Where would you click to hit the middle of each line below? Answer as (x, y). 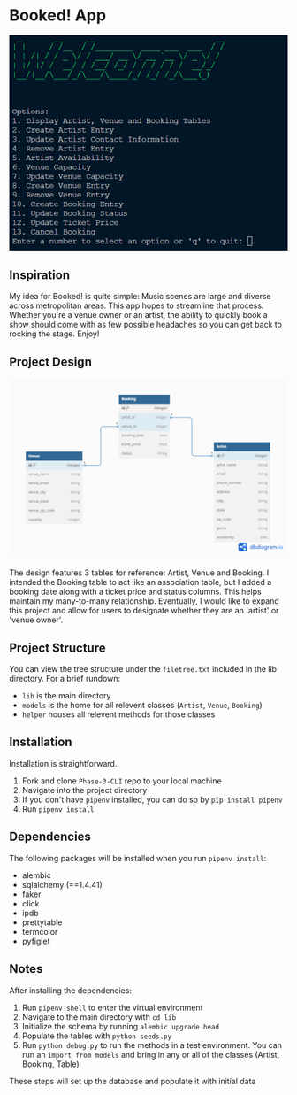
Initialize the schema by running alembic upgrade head (120, 1026)
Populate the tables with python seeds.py (97, 1036)
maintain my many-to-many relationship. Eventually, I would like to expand (145, 601)
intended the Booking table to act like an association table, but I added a (141, 582)
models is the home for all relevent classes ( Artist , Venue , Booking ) (142, 706)
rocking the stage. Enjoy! (54, 334)
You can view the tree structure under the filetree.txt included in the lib (143, 669)
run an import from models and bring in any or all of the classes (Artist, (151, 1054)
